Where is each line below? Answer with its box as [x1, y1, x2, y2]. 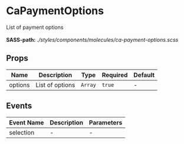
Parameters [88, 118, 123, 126]
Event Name [9, 118, 44, 126]
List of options [35, 81, 75, 89]
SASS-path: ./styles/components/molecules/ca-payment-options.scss [6, 36, 179, 43]
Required [101, 71, 128, 79]
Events [6, 101, 32, 111]
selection [9, 128, 35, 136]
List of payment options [6, 24, 64, 31]
